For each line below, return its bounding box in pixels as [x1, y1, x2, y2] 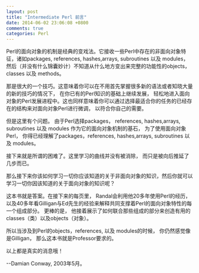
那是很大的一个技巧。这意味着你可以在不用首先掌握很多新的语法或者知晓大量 [6, 82, 193, 90]
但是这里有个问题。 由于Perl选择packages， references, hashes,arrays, [6, 118, 181, 125]
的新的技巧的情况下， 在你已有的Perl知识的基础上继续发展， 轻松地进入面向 [6, 90, 190, 97]
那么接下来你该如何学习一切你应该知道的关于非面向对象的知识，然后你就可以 [6, 173, 193, 180]
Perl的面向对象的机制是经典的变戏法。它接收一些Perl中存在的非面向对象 [6, 48, 181, 55]
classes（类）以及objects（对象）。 [6, 215, 92, 222]
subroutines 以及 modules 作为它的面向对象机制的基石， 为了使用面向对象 [6, 125, 187, 132]
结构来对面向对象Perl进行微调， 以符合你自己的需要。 [16, 105, 147, 112]
